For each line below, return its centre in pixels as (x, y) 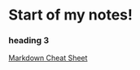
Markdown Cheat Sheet (48, 58)
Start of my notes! (70, 15)
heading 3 (29, 41)
